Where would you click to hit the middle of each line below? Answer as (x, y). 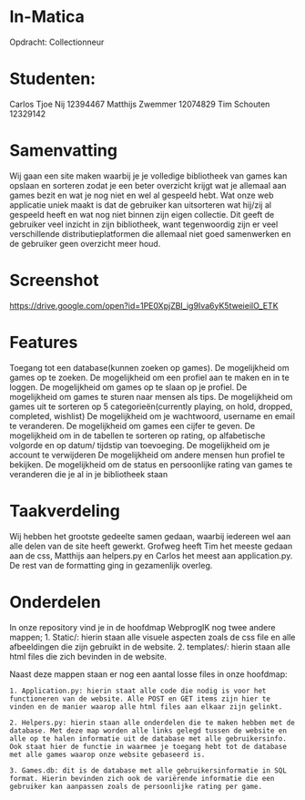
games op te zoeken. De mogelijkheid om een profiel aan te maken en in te (149, 377)
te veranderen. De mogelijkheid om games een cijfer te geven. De (132, 426)
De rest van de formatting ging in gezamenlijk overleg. (111, 565)
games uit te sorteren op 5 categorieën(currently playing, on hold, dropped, (151, 406)
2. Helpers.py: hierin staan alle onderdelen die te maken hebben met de (152, 723)
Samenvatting (64, 151)
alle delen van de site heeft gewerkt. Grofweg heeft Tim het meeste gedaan (151, 546)
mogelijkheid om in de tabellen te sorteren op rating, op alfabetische (137, 436)
